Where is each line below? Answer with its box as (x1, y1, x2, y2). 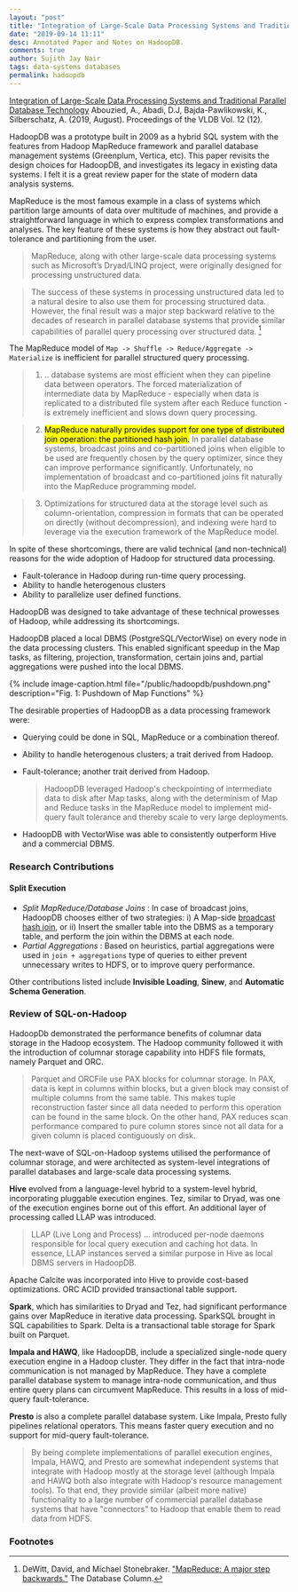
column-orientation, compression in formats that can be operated (43, 508, 284, 519)
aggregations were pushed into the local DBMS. (9, 661, 184, 672)
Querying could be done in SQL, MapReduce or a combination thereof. (21, 732, 279, 742)
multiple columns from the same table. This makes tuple (30, 1092, 236, 1103)
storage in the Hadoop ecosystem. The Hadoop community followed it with (9, 1037, 284, 1048)
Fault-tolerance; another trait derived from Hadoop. (21, 766, 210, 777)
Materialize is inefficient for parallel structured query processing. (9, 352, 250, 363)
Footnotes (9, 1535, 55, 1548)
